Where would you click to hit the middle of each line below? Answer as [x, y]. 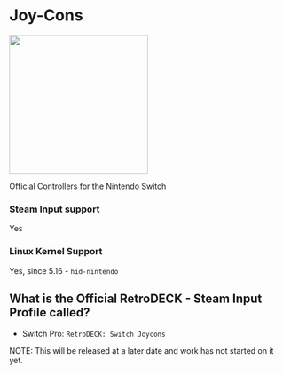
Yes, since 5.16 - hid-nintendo [64, 270]
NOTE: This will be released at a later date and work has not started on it [141, 351]
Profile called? [50, 312]
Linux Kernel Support [56, 252]
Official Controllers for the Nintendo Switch [88, 186]
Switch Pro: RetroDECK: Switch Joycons [94, 334]
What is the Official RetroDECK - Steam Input [136, 298]
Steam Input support [55, 209]
